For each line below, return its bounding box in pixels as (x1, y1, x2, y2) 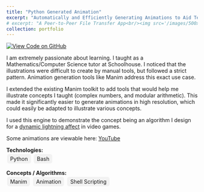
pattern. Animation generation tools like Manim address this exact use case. (6, 74, 196, 81)
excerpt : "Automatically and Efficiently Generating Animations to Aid (6, 15, 191, 21)
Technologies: (6, 146, 44, 154)
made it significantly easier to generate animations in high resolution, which (6, 98, 195, 106)
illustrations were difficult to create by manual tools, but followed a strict (6, 67, 187, 75)
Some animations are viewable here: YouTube (6, 135, 120, 142)
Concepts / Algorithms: (6, 170, 67, 177)
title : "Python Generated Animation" (6, 9, 102, 15)
